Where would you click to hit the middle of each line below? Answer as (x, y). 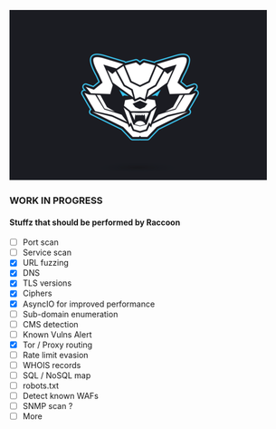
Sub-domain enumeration (70, 314)
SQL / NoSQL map (57, 375)
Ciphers (37, 293)
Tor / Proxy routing (57, 345)
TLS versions (47, 283)
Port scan (40, 242)
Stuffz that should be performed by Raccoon (95, 222)
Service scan (47, 253)
